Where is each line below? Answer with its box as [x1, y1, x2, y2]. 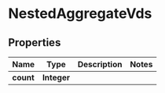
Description [77, 59, 123, 70]
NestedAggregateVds [8, 5, 152, 23]
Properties [8, 36, 61, 49]
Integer [42, 72, 71, 83]
